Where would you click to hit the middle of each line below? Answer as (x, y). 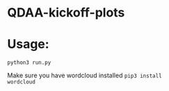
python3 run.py (29, 63)
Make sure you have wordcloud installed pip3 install (84, 75)
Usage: (29, 44)
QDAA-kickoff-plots (66, 13)
